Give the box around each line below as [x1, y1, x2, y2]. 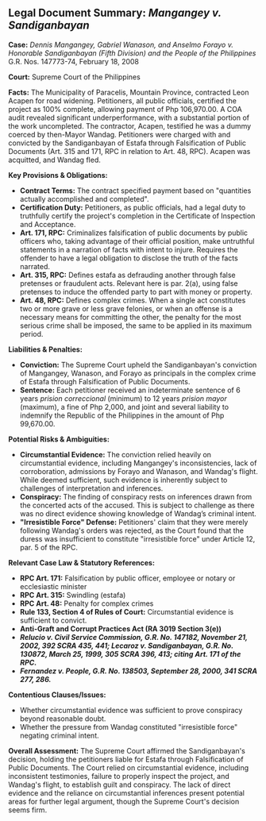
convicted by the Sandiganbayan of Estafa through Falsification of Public [8, 138, 247, 148]
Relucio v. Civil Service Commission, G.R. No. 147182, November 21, [19, 632, 248, 642]
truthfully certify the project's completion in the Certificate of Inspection [19, 210, 256, 221]
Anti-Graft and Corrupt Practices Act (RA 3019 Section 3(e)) [19, 623, 222, 634]
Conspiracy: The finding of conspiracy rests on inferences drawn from [19, 491, 253, 501]
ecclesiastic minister [19, 581, 87, 591]
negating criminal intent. [19, 730, 99, 740]
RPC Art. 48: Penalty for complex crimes [19, 599, 154, 608]
